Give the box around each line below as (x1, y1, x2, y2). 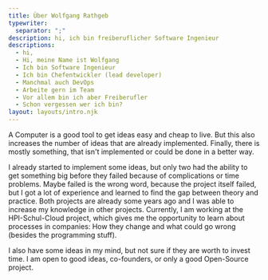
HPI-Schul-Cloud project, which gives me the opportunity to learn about (8, 213, 245, 223)
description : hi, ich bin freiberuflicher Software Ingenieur (8, 34, 219, 42)
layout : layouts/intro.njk (8, 108, 98, 116)
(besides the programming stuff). (8, 231, 117, 239)
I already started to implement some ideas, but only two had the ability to (8, 163, 248, 172)
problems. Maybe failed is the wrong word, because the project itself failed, (8, 179, 257, 188)
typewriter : (8, 19, 48, 27)
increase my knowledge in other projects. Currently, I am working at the (8, 205, 244, 214)
